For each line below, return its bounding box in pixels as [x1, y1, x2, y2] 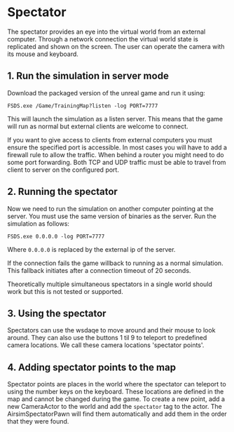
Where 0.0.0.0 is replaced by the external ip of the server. [7, 245, 176, 253]
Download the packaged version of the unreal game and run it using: [7, 88, 205, 97]
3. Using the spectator [7, 307, 106, 319]
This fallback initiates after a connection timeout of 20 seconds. [7, 266, 191, 274]
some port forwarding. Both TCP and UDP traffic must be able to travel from [7, 158, 226, 166]
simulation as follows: [7, 219, 70, 228]
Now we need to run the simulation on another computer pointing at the [7, 204, 214, 212]
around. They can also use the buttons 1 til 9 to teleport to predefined [7, 334, 207, 342]
